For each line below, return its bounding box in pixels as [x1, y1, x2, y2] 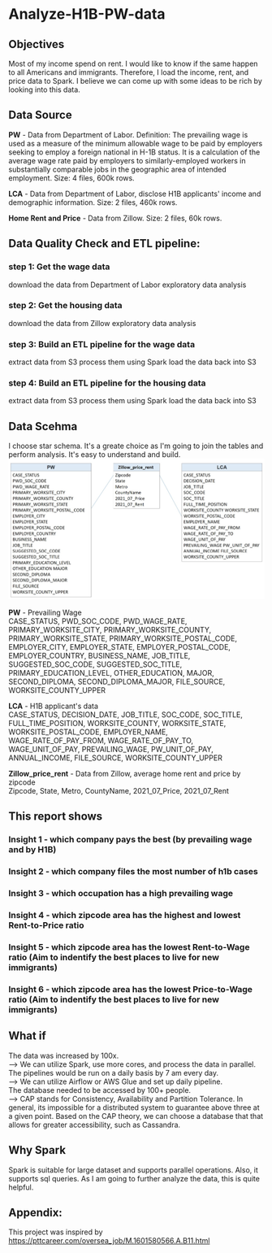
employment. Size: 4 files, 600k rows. [8, 172, 136, 183]
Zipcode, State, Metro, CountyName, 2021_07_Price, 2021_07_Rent [8, 786, 230, 796]
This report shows [8, 810, 103, 824]
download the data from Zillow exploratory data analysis [8, 318, 196, 328]
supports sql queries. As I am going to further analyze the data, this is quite [8, 1173, 260, 1183]
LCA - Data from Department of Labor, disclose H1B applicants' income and [8, 189, 261, 198]
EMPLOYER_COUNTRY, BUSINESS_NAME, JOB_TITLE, [8, 651, 191, 661]
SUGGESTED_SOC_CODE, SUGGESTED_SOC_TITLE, [8, 659, 183, 669]
